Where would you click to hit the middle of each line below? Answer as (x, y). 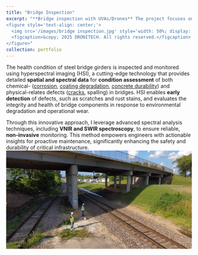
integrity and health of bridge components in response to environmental (93, 105)
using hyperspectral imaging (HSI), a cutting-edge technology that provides (98, 73)
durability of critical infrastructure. (48, 147)
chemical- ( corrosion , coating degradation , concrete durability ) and (88, 86)
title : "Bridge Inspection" (41, 12)
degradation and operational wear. (48, 111)
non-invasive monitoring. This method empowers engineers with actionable (99, 135)
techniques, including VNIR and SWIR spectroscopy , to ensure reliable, (93, 128)
